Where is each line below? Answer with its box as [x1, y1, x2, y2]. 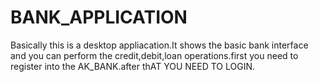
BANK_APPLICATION [10, 6, 188, 29]
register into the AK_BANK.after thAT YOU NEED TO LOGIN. [10, 60, 255, 72]
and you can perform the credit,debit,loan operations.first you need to [10, 49, 299, 61]
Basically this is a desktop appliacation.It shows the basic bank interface [10, 39, 309, 51]
